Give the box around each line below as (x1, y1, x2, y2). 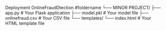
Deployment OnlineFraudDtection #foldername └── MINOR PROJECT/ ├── (5, 5, 161, 10)
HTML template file (5, 20, 45, 26)
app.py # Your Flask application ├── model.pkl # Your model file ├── (5, 10, 149, 16)
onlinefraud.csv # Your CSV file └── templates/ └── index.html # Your (5, 15, 151, 21)
